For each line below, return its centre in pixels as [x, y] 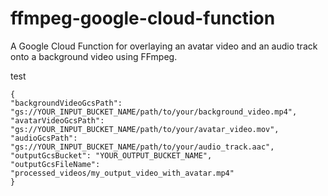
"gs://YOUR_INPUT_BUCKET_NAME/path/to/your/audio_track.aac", [142, 147]
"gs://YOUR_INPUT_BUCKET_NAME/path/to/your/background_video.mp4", [154, 112]
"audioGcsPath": [44, 138]
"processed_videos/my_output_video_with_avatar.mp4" [122, 173]
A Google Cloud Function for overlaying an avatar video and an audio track [164, 46]
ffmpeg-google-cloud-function [143, 18]
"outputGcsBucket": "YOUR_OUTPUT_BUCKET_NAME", [111, 155]
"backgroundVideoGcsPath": [66, 103]
